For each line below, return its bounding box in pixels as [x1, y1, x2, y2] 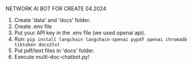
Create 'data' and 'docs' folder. [14, 17, 91, 23]
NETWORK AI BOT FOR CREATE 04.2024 [5, 5, 107, 12]
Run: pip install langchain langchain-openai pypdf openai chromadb [14, 36, 187, 42]
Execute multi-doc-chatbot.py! [14, 54, 90, 60]
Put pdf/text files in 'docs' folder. [14, 47, 95, 54]
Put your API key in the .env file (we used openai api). [14, 29, 146, 36]
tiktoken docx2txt [14, 42, 60, 48]
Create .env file [14, 23, 52, 30]
